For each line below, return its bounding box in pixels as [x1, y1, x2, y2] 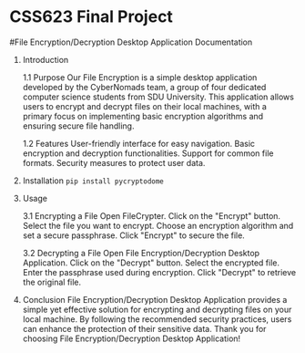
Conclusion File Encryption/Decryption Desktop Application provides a [22, 294, 288, 305]
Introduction [22, 54, 69, 65]
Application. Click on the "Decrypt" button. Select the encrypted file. [22, 257, 280, 268]
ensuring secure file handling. [22, 120, 135, 131]
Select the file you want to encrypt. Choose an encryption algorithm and [22, 220, 294, 231]
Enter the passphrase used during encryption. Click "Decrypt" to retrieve [22, 266, 297, 277]
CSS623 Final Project [9, 6, 173, 27]
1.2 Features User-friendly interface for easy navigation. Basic [22, 138, 256, 149]
